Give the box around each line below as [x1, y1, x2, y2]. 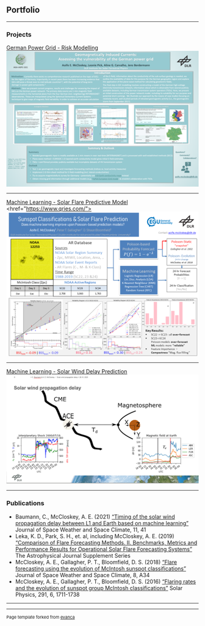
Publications [6, 499, 45, 508]
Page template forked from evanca [6, 614, 75, 620]
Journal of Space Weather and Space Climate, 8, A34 [15, 571, 150, 578]
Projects [6, 30, 32, 38]
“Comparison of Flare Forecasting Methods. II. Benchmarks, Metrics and [15, 539, 198, 546]
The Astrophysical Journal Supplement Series [15, 552, 131, 559]
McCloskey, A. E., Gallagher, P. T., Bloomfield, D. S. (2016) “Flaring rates [15, 578, 196, 585]
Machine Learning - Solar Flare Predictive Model [6, 198, 128, 206]
